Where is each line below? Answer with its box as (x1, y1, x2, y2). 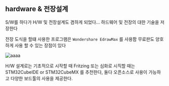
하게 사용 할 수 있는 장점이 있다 (5, 42, 66, 48)
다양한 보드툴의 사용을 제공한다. (10, 75, 73, 81)
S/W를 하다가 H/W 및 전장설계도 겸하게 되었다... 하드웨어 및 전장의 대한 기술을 (5, 19, 159, 25)
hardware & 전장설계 (5, 5, 68, 14)
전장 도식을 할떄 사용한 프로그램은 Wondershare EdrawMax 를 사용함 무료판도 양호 (5, 36, 164, 42)
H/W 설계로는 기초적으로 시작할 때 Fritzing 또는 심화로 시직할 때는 (5, 62, 136, 69)
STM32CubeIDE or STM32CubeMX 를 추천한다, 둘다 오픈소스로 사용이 (5, 69, 148, 75)
